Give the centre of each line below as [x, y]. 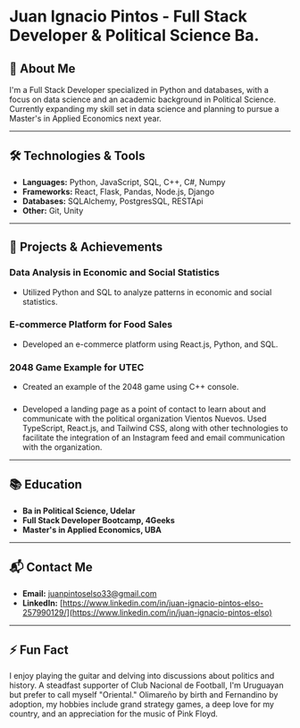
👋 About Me [42, 68]
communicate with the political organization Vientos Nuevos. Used [144, 419]
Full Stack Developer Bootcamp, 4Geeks [99, 520]
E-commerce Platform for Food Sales [91, 325]
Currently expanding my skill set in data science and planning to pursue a [144, 109]
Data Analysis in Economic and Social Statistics [115, 273]
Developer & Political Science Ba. [134, 35]
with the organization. [62, 447]
